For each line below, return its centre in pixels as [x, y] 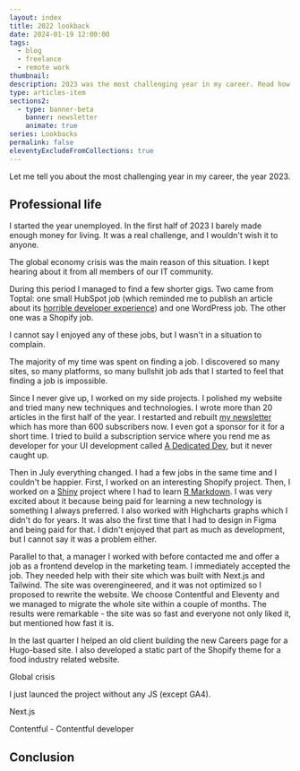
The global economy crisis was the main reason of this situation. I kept [139, 262]
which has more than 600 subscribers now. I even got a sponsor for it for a [147, 427]
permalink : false [42, 142]
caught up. [29, 455]
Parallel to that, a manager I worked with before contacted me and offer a [145, 557]
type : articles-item [48, 92]
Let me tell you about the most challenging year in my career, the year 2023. [150, 176]
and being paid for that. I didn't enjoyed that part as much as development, [147, 530]
